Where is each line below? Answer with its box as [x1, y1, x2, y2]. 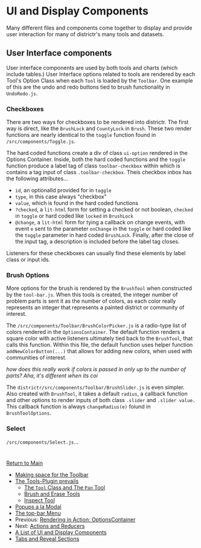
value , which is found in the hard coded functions [14, 200, 139, 207]
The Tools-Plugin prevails [14, 477, 79, 485]
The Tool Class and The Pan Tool [24, 483, 106, 491]
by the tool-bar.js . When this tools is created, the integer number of [6, 291, 178, 298]
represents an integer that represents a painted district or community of [6, 304, 185, 311]
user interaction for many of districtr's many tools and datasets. [6, 30, 164, 37]
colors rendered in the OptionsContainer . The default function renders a [6, 329, 185, 336]
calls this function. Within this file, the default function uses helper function [6, 341, 193, 348]
